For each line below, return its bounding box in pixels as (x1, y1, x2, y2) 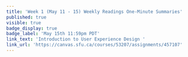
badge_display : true (6, 25, 58, 31)
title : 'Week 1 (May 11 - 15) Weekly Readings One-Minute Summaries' (6, 8, 183, 15)
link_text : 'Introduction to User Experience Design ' (6, 36, 146, 42)
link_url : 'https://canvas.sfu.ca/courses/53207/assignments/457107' (6, 42, 183, 48)
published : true (6, 14, 47, 20)
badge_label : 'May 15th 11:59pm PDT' (6, 31, 100, 37)
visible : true (6, 20, 42, 26)
